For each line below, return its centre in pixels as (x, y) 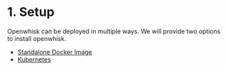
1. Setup (31, 12)
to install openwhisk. (37, 38)
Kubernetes (34, 59)
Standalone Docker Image (55, 52)
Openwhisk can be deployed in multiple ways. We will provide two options (114, 31)
